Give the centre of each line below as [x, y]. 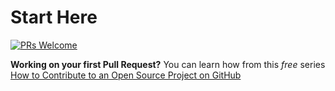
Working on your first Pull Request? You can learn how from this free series [168, 64]
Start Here [54, 17]
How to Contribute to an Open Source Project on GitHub [126, 75]
